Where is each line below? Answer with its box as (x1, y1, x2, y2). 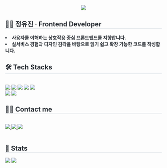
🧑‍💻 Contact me (5, 105, 52, 113)
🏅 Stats (5, 144, 28, 153)
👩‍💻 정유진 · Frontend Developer (5, 20, 102, 29)
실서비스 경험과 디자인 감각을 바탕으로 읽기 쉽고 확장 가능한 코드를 (11, 41, 147, 48)
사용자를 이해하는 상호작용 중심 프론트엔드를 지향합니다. (11, 34, 126, 41)
